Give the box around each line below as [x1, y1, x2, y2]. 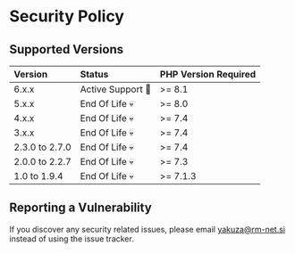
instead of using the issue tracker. [9, 233, 134, 244]
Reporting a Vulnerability [9, 200, 152, 216]
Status [80, 69, 109, 80]
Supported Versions [9, 42, 123, 57]
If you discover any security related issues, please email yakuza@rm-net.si [9, 224, 286, 234]
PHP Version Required [159, 69, 257, 80]
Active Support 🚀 [80, 83, 152, 95]
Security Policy [9, 6, 125, 27]
